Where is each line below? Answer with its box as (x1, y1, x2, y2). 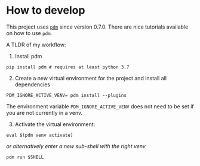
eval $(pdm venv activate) (6, 132, 73, 138)
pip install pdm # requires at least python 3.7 (6, 64, 130, 70)
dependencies (14, 81, 51, 88)
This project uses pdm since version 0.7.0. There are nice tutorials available (6, 23, 189, 30)
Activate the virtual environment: (14, 120, 96, 128)
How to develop (6, 4, 85, 17)
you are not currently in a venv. (6, 109, 82, 116)
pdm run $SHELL (6, 154, 44, 160)
